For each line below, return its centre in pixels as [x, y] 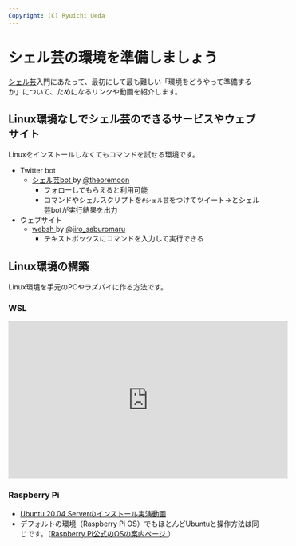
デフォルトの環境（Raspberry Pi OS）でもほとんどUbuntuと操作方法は [136, 524]
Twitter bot [37, 171]
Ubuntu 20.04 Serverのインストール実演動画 [93, 513]
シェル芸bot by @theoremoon [81, 180]
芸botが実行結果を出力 [81, 210]
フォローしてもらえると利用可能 [96, 190]
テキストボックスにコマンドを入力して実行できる [124, 239]
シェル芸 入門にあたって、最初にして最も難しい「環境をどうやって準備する [130, 82]
